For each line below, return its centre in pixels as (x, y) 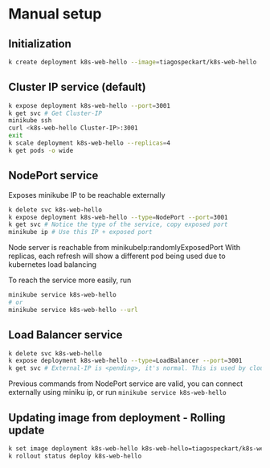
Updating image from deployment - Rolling (117, 418)
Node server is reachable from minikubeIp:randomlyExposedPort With (125, 248)
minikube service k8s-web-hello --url (73, 310)
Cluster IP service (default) (77, 87)
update (27, 430)
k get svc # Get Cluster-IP (55, 113)
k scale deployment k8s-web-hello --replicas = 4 (90, 143)
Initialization (40, 44)
